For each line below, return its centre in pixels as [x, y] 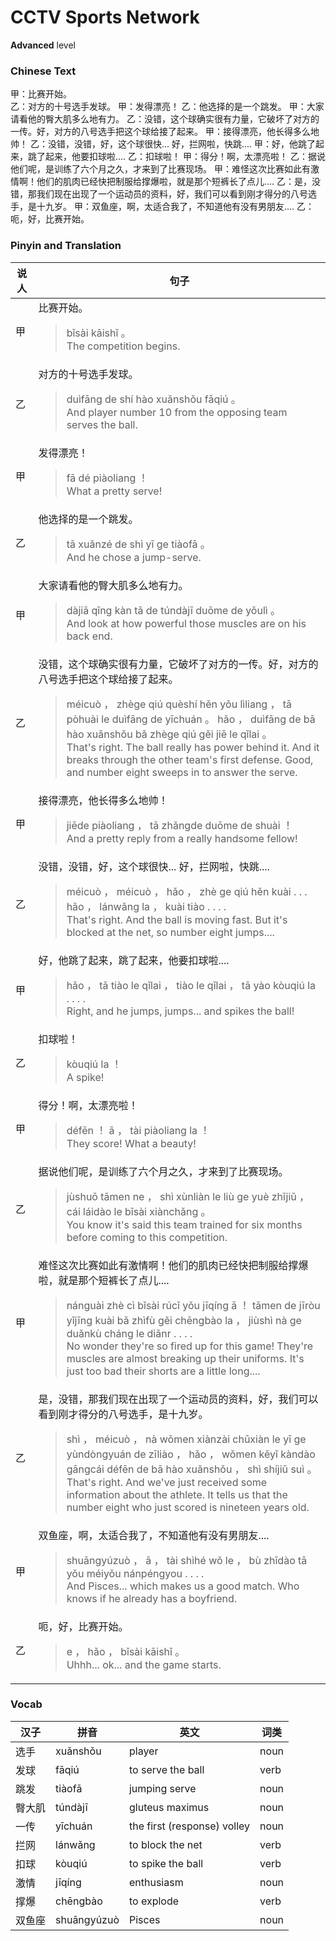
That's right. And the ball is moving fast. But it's [177, 919]
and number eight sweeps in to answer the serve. [182, 772]
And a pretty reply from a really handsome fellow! [182, 838]
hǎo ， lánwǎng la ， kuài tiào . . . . [146, 906]
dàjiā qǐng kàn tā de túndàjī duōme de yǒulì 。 [173, 610]
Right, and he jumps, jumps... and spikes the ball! [180, 1011]
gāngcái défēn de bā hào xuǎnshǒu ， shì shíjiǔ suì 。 [192, 1469]
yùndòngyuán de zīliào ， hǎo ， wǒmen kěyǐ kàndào [191, 1454]
